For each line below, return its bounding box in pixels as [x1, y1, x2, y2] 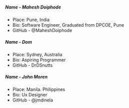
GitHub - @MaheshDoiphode [12, 27, 72, 33]
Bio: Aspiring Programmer [12, 57, 66, 63]
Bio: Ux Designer [12, 91, 47, 97]
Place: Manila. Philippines [12, 86, 65, 92]
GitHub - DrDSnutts [12, 62, 53, 68]
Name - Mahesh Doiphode [5, 4, 61, 10]
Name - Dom [5, 39, 32, 45]
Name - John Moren [5, 73, 48, 80]
